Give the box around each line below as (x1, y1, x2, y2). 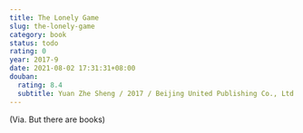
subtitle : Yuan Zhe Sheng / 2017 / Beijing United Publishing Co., (17, 89, 279, 98)
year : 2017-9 (9, 55, 59, 64)
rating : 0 (9, 47, 47, 56)
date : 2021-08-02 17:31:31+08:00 (9, 64, 136, 73)
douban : (9, 72, 39, 81)
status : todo (9, 38, 59, 48)
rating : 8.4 (17, 81, 64, 90)
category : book (9, 30, 67, 39)
